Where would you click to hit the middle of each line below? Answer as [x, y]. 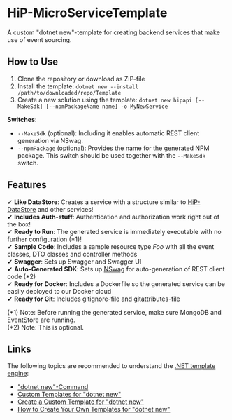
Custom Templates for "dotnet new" [69, 395]
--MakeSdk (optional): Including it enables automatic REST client [108, 133]
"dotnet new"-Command [53, 387]
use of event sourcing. [39, 39]
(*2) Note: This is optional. [45, 327]
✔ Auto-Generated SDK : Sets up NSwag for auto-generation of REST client [116, 269]
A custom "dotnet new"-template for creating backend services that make [114, 32]
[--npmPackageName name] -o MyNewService [107, 107]
